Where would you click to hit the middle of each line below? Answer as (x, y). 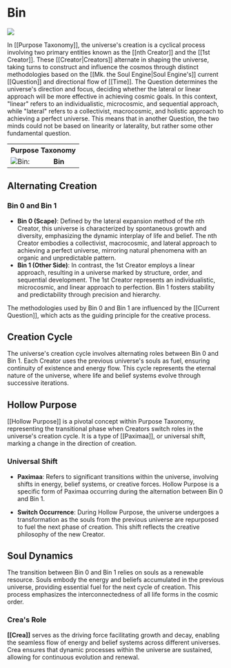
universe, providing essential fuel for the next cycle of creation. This (104, 587)
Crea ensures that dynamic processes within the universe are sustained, (110, 649)
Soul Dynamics (40, 556)
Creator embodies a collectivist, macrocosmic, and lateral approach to (117, 243)
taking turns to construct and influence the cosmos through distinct (103, 66)
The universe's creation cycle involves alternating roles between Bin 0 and (113, 354)
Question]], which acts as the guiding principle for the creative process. (109, 315)
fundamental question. (39, 133)
